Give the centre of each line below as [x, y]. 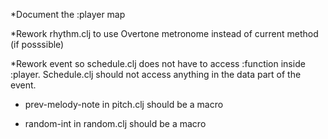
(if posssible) [37, 44]
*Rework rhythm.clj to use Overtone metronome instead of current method [164, 33]
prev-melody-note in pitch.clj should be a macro [124, 104]
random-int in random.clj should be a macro [115, 123]
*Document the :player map [68, 14]
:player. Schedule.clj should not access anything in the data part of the [156, 74]
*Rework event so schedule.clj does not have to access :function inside [158, 63]
